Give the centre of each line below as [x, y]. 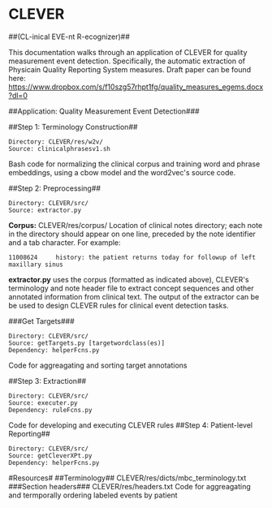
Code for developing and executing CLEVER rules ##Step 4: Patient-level [131, 425]
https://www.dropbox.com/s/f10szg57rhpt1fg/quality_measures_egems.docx [136, 87]
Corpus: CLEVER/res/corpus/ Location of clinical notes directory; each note [136, 225]
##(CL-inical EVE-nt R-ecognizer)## [69, 37]
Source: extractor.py [45, 210]
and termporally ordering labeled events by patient [93, 495]
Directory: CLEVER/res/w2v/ [56, 142]
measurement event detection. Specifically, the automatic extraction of [127, 61]
